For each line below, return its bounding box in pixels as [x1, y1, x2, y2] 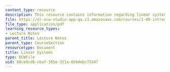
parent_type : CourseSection [5, 41, 65, 46]
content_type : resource [5, 7, 56, 13]
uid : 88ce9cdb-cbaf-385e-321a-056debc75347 [5, 59, 99, 64]
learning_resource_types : [5, 26, 60, 31]
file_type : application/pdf [5, 21, 65, 27]
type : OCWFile [5, 54, 35, 60]
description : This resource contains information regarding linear [5, 12, 151, 17]
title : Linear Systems [5, 50, 53, 55]
